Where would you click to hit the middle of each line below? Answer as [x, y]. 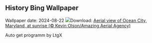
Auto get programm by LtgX [34, 35]
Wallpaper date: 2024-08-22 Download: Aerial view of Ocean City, [76, 20]
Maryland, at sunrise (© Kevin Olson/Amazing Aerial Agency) [68, 25]
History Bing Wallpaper [42, 8]
